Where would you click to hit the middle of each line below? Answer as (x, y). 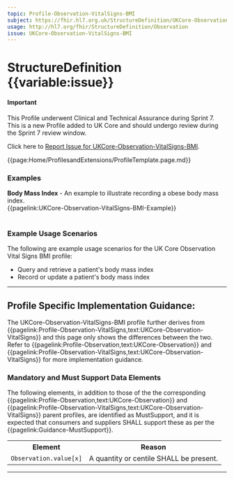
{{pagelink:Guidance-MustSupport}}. (60, 430)
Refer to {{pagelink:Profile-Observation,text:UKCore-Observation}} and (110, 345)
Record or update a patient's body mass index (83, 277)
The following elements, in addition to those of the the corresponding (107, 393)
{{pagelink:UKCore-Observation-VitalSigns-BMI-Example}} (92, 208)
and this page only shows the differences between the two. (128, 337)
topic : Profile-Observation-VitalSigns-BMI (71, 14)
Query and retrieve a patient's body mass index (85, 270)
